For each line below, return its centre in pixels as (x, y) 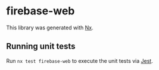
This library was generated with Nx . (50, 28)
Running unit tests (41, 46)
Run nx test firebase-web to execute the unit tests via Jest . (79, 60)
